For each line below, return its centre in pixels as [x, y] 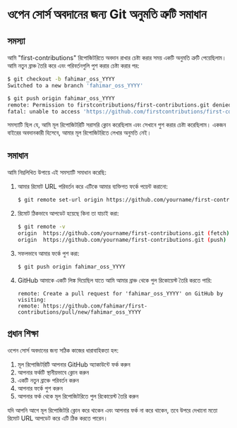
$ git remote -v [41, 227]
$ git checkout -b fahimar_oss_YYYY [61, 79]
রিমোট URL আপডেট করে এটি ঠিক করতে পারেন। [57, 418]
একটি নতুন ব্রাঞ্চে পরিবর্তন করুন [48, 381]
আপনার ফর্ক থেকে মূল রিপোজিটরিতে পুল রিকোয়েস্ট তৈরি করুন [78, 396]
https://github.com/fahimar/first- [96, 306]
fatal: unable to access [44, 111]
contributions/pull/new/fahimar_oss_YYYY [79, 312]
